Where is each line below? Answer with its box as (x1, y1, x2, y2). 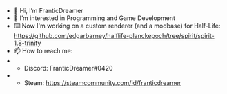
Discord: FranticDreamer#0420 (23, 64, 113, 72)
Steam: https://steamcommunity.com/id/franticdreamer (23, 79, 181, 86)
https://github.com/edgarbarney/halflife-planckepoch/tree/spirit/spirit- (13, 32, 215, 39)
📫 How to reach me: (13, 47, 73, 55)
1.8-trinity (13, 39, 41, 47)
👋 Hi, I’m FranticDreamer (13, 7, 84, 15)
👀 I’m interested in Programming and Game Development (13, 14, 176, 22)
